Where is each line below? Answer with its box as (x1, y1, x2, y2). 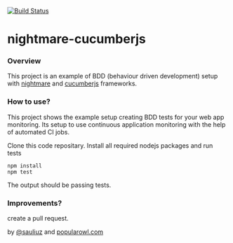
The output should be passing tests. (7, 181, 112, 189)
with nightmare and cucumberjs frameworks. (7, 79, 138, 88)
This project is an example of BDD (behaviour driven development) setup (7, 72, 218, 81)
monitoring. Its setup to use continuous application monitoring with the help (7, 120, 226, 129)
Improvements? (7, 198, 62, 208)
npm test (7, 168, 33, 175)
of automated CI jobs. (7, 127, 70, 136)
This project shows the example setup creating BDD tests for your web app (7, 113, 225, 121)
